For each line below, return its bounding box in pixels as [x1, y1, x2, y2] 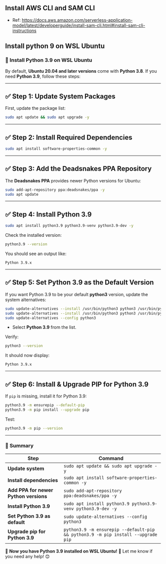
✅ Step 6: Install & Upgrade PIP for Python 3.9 [5, 380, 149, 389]
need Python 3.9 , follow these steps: [5, 73, 81, 79]
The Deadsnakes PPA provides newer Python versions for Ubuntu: [5, 177, 141, 183]
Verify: [5, 334, 19, 340]
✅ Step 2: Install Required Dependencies [5, 133, 132, 141]
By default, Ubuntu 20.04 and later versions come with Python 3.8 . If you [5, 68, 157, 74]
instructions [12, 27, 37, 34]
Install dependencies [7, 477, 58, 484]
